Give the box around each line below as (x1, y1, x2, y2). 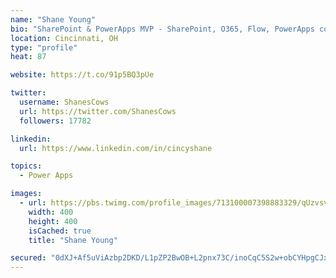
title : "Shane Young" (28, 235, 118, 245)
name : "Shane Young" (10, 14, 97, 25)
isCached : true (28, 226, 92, 236)
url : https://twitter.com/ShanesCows (19, 106, 177, 116)
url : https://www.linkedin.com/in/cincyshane (19, 143, 213, 153)
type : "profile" (10, 42, 78, 53)
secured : (10, 253, 47, 263)
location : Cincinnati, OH (10, 33, 118, 43)
